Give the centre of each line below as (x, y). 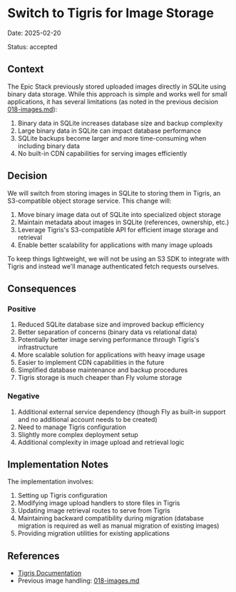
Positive (22, 308)
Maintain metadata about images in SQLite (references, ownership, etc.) (123, 222)
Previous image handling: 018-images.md (78, 581)
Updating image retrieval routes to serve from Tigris (94, 511)
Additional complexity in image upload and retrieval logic (101, 442)
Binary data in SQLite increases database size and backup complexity (120, 123)
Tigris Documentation (50, 573)
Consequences (42, 288)
